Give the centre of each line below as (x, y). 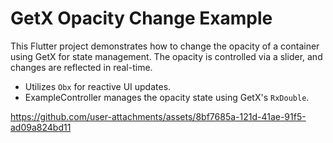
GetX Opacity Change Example (141, 18)
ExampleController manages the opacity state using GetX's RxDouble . (167, 97)
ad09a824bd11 (41, 127)
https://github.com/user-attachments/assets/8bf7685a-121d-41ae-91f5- (158, 116)
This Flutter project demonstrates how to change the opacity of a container (165, 46)
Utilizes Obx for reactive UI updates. (98, 86)
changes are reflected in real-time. (81, 67)
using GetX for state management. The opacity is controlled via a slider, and (166, 56)
